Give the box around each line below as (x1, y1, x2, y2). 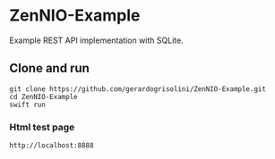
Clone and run (9, 61, 90, 76)
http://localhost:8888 (9, 141, 94, 150)
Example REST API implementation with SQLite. (9, 35, 184, 46)
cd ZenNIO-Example (9, 92, 78, 101)
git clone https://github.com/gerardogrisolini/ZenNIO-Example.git (9, 84, 267, 94)
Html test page (9, 121, 75, 133)
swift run (9, 100, 47, 109)
